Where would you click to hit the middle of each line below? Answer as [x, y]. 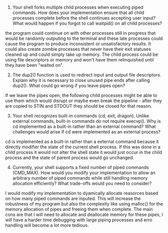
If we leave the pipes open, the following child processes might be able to [81, 95]
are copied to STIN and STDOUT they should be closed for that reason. [79, 106]
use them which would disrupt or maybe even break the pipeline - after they [83, 101]
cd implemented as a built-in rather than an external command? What [84, 126]
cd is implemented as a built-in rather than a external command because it [82, 141]
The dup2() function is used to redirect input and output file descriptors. [87, 75]
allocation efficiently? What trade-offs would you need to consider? [82, 183]
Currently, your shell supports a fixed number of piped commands [80, 167]
